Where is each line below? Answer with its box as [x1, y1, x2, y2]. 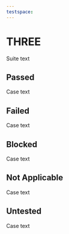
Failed [6, 106, 30, 116]
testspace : [6, 8, 34, 15]
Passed [6, 72, 35, 82]
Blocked [6, 139, 38, 150]
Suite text [6, 55, 30, 62]
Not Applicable [6, 172, 64, 183]
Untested [6, 206, 42, 217]
